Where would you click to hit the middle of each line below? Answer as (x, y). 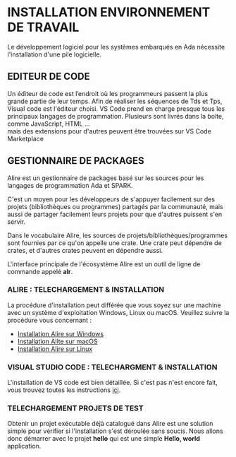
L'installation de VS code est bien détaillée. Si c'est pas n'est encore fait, (113, 383)
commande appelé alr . (40, 271)
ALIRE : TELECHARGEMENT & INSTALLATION (86, 290)
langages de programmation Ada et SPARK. (70, 185)
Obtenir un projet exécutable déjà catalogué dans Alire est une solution (110, 424)
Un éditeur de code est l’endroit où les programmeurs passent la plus (108, 93)
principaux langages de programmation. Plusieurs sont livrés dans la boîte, (116, 116)
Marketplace (26, 138)
